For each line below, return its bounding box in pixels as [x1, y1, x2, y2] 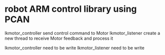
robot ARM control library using [4, 3, 137, 15]
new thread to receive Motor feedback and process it [4, 35, 113, 41]
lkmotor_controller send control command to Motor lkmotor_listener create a [4, 30, 161, 36]
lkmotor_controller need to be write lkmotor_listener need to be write [4, 45, 145, 51]
